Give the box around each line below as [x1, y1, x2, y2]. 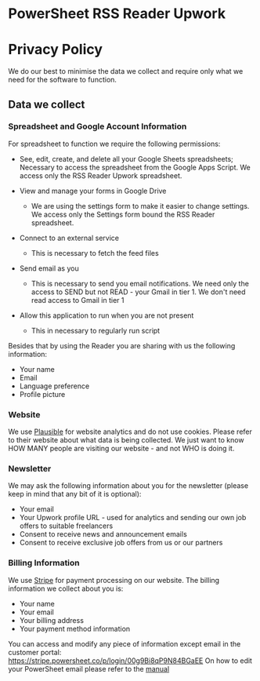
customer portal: [8, 647, 62, 657]
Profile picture [19, 389, 66, 399]
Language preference [19, 381, 90, 391]
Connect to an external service [19, 233, 120, 242]
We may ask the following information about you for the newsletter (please [8, 481, 249, 490]
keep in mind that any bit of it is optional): [8, 490, 142, 499]
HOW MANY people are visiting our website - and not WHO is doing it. [8, 444, 235, 453]
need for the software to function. [8, 75, 117, 85]
